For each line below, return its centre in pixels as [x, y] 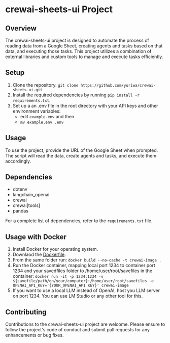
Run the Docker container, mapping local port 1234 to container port [84, 266]
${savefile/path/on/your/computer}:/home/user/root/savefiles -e [83, 281]
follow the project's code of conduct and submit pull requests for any [77, 330]
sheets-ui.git [27, 90]
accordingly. [18, 161]
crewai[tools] [26, 205]
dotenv [20, 189]
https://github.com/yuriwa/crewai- [118, 85]
